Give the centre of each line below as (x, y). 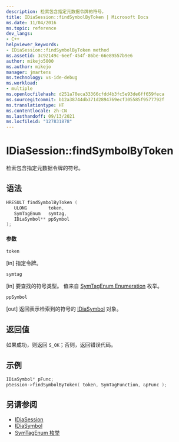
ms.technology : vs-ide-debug (42, 78)
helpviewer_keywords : (33, 45)
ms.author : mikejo (29, 67)
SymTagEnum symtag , (40, 214)
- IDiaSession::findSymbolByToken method (58, 50)
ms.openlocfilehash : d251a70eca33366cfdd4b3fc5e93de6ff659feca (85, 94)
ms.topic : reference (32, 28)
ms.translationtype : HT (35, 105)
